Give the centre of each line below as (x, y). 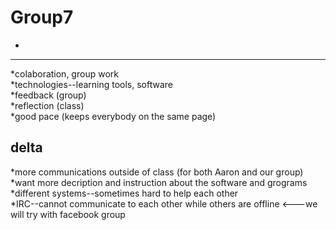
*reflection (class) (47, 105)
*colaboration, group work (64, 73)
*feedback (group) (48, 95)
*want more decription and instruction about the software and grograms (159, 182)
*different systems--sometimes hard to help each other (124, 193)
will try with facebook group (68, 214)
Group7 (42, 17)
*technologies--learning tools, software (92, 84)
